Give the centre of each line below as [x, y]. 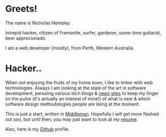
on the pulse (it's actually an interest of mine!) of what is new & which [78, 98]
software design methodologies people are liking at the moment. [73, 104]
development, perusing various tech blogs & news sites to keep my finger [82, 93]
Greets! [21, 9]
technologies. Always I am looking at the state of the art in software [76, 88]
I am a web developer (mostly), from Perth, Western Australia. [70, 48]
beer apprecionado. [26, 38]
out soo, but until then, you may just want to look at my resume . [72, 119]
